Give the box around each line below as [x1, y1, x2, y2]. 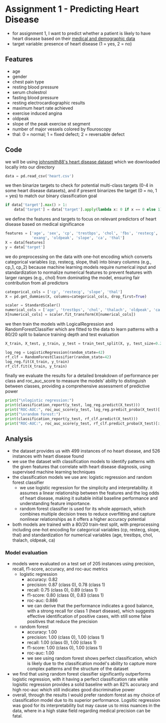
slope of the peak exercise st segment [12, 121, 90, 127]
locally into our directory [5, 164, 55, 170]
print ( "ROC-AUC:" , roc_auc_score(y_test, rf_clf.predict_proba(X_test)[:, [5, 421, 163, 426]
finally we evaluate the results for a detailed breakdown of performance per [5, 373, 159, 379]
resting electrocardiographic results [12, 100, 85, 106]
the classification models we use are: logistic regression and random [12, 474, 152, 480]
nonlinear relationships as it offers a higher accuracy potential [19, 516, 146, 522]
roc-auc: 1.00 [27, 650, 54, 656]
